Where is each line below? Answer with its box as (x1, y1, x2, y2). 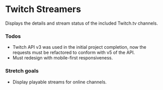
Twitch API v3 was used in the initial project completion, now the (12, 44, 147, 50)
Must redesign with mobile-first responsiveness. (12, 55, 113, 61)
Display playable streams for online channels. (12, 79, 107, 85)
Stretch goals (5, 67, 39, 74)
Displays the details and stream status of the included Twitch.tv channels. (5, 20, 158, 26)
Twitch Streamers (5, 4, 81, 15)
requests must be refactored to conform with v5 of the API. (12, 49, 135, 56)
